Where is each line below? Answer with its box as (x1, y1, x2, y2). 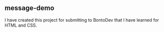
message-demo (4, 4, 55, 12)
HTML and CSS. (4, 22, 37, 28)
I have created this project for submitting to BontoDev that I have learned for (4, 17, 160, 23)
